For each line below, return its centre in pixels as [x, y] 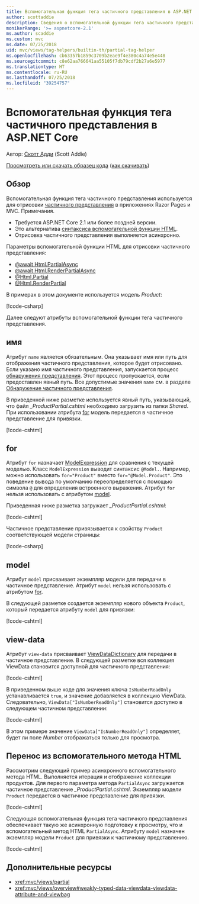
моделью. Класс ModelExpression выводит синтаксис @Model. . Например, [98, 469]
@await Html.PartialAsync [46, 264]
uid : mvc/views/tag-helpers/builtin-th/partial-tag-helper [81, 50]
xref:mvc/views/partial [42, 882]
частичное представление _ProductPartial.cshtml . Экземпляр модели [94, 789]
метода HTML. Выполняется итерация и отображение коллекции [89, 777]
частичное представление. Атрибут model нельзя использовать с [89, 585]
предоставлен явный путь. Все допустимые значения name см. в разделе [99, 382]
